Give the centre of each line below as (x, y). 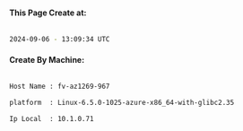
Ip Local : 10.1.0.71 (52, 119)
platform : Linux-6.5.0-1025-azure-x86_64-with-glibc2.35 (122, 103)
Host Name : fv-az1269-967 (60, 87)
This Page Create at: (48, 13)
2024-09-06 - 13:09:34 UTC (60, 39)
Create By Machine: (47, 59)
